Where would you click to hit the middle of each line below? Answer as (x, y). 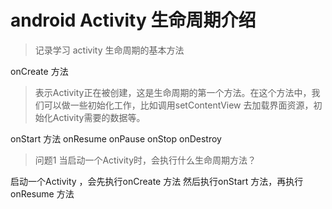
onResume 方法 (42, 193)
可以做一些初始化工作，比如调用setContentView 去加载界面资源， (178, 105)
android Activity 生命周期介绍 (133, 20)
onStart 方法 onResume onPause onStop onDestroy (116, 138)
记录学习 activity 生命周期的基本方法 (109, 50)
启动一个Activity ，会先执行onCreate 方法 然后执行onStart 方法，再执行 (157, 181)
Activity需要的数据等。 (99, 117)
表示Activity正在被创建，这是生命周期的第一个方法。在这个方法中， (173, 92)
